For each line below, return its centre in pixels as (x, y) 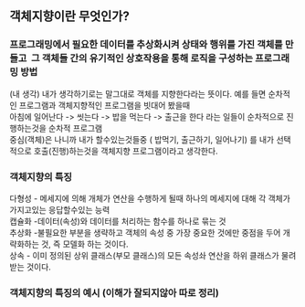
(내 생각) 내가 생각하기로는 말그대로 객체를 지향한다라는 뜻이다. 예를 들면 (138, 93)
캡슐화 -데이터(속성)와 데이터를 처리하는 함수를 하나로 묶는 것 (118, 221)
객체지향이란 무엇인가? (69, 16)
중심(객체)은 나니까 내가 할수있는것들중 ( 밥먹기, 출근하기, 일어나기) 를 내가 (142, 139)
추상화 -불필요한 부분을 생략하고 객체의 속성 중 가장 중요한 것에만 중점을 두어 (145, 232)
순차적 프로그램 (76, 128)
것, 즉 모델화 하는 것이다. (85, 244)
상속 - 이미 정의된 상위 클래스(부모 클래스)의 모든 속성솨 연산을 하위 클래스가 (145, 255)
